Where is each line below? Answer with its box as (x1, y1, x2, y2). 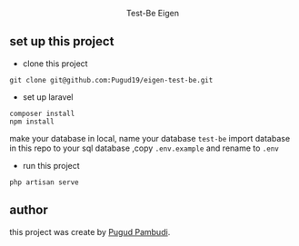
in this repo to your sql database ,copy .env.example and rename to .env (9, 143, 279, 153)
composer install (9, 109, 75, 118)
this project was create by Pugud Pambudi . (9, 226, 171, 237)
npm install (9, 117, 55, 126)
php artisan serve (9, 177, 79, 187)
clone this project (22, 58, 88, 69)
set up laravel (22, 91, 74, 103)
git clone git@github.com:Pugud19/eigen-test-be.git (9, 75, 214, 84)
